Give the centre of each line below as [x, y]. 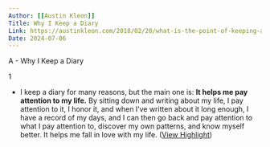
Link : [17, 31]
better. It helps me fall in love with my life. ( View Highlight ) [116, 135]
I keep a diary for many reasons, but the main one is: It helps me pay [134, 92]
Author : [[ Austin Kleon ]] [51, 16]
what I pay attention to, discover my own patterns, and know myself [132, 126]
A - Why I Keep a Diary [46, 61]
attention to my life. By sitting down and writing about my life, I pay [131, 100]
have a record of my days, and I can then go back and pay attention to [136, 118]
